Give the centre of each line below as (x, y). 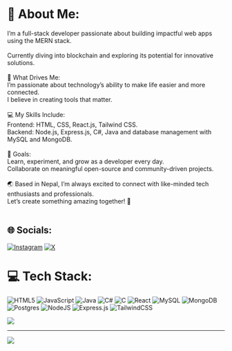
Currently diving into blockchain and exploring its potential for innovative (110, 55)
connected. (23, 92)
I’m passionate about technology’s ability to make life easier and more (106, 84)
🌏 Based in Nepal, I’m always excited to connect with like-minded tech (108, 183)
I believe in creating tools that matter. (60, 99)
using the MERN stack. (39, 40)
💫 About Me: (43, 14)
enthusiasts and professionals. (51, 194)
